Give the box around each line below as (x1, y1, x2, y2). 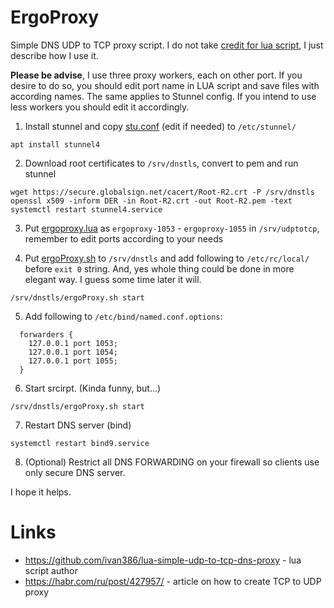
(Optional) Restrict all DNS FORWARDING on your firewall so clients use (24, 456, 320, 468)
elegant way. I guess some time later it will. (24, 273, 202, 285)
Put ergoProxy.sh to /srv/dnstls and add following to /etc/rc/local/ (24, 252, 310, 264)
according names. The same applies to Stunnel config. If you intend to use (10, 90, 317, 102)
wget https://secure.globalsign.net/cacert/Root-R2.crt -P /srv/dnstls (10, 187, 315, 197)
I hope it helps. (10, 486, 72, 498)
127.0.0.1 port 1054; (28, 347, 118, 357)
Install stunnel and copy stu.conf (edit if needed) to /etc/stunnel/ (24, 120, 297, 132)
